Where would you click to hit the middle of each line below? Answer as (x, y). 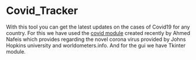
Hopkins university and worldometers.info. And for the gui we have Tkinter (96, 45)
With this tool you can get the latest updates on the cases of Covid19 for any (98, 27)
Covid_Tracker (42, 11)
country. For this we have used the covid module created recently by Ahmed (98, 33)
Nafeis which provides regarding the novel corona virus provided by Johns (96, 39)
